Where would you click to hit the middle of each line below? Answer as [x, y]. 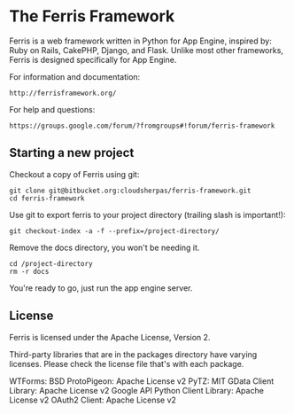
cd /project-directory [51, 263]
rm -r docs [29, 271]
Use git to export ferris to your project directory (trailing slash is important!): [147, 215]
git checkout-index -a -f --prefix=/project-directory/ [114, 231]
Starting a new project [72, 153]
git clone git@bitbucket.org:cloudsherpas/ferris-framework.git [130, 191]
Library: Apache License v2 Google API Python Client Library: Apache [136, 390]
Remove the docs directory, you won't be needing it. [104, 247]
